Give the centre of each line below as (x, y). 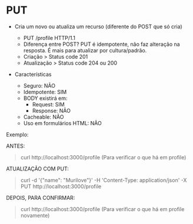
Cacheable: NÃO (44, 117)
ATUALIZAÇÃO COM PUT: (38, 169)
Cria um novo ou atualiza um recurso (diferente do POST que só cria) (98, 26)
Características (33, 74)
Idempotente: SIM (45, 92)
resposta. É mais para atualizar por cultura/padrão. (85, 50)
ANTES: (16, 146)
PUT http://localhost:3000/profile (61, 186)
